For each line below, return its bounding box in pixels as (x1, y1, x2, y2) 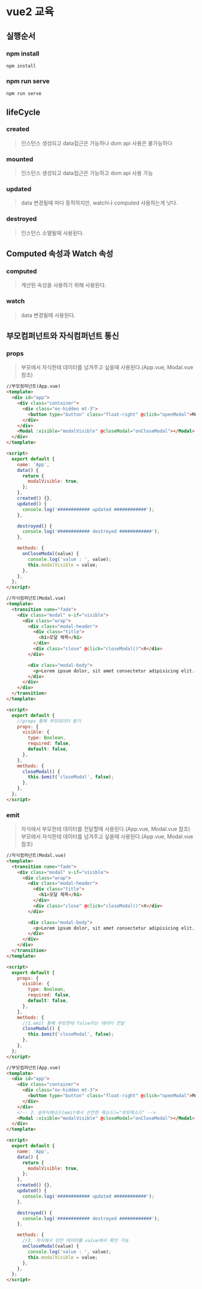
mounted (6, 154, 34, 163)
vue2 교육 (6, 5, 54, 19)
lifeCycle (6, 107, 41, 117)
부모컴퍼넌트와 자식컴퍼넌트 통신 (6, 331, 119, 341)
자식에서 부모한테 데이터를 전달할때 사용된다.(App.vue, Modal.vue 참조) (20, 826, 191, 833)
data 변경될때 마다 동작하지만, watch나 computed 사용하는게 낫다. (20, 199, 178, 206)
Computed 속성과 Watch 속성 (6, 249, 114, 259)
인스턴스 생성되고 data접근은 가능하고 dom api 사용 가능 (20, 170, 153, 177)
